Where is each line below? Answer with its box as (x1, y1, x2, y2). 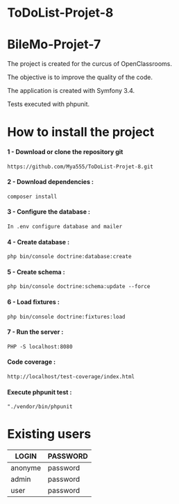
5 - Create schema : (7, 267, 65, 276)
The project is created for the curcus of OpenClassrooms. (7, 60, 172, 68)
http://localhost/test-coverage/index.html (7, 373, 135, 380)
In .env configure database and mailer (7, 223, 123, 230)
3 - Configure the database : (7, 208, 91, 216)
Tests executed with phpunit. (7, 100, 90, 108)
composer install (7, 193, 58, 200)
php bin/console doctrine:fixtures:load (7, 313, 126, 320)
